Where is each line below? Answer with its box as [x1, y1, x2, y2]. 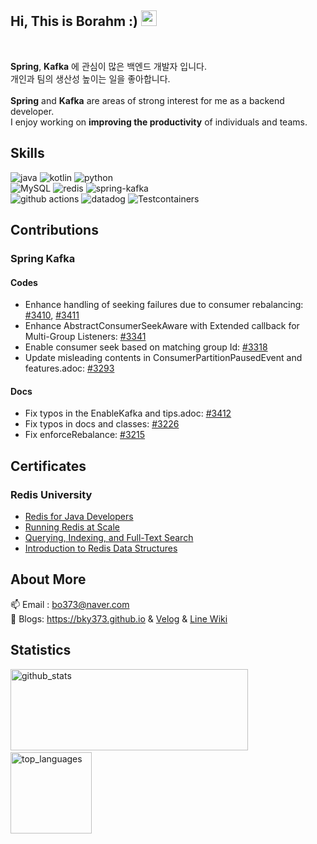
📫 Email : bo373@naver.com [10, 598, 130, 610]
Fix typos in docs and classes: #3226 [24, 418, 180, 430]
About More [10, 571, 87, 588]
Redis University [10, 487, 93, 501]
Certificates [10, 457, 87, 475]
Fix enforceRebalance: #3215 [24, 429, 146, 441]
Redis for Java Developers [24, 511, 134, 523]
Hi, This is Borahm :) [10, 13, 139, 30]
